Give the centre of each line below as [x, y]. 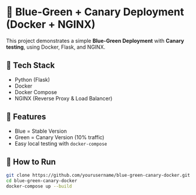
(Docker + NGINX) [51, 24]
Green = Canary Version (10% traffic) [59, 137]
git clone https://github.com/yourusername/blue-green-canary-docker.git [98, 176]
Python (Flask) [32, 79]
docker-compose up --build [39, 186]
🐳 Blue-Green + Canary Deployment [95, 12]
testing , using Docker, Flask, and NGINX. [56, 47]
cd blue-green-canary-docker [42, 181]
